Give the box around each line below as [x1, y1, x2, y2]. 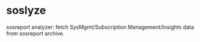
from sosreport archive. [6, 29, 65, 37]
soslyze [6, 4, 46, 17]
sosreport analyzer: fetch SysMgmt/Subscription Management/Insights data [6, 23, 194, 31]
